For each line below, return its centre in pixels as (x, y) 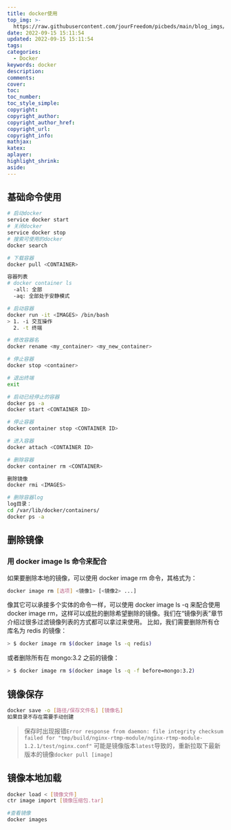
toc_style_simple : (33, 103)
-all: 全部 (28, 290)
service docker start (38, 220)
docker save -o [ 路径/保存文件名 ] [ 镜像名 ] (65, 710)
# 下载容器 (21, 258)
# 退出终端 (21, 378)
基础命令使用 (34, 197)
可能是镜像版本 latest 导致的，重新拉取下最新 (157, 745)
